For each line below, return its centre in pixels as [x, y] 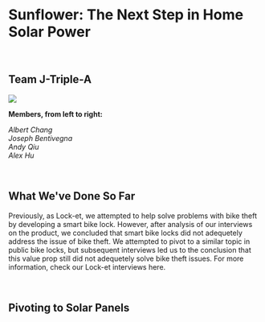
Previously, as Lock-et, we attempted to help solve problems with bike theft [133, 216]
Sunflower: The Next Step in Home [126, 15]
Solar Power [49, 32]
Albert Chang [31, 130]
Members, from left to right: [55, 114]
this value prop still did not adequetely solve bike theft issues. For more [126, 258]
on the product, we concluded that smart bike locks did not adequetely [126, 233]
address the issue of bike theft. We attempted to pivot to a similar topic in [129, 241]
